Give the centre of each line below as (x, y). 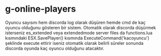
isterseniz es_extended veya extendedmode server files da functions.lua (79, 33)
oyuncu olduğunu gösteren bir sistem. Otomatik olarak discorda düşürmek (81, 27)
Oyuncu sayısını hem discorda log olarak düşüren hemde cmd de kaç (75, 22)
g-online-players (40, 9)
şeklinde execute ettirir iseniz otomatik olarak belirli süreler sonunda (74, 43)
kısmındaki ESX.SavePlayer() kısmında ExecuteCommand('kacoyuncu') (77, 38)
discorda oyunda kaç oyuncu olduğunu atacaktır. (55, 48)
